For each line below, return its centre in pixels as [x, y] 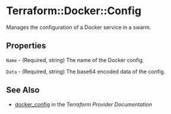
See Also [23, 90]
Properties [26, 46]
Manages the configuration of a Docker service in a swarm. [79, 27]
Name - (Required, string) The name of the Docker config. [75, 60]
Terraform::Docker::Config [74, 11]
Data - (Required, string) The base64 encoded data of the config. [86, 71]
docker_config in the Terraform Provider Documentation [83, 104]
